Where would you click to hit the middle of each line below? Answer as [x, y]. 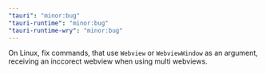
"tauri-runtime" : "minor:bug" [59, 23]
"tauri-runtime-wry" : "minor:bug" [66, 30]
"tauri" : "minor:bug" [44, 16]
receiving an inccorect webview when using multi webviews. [108, 61]
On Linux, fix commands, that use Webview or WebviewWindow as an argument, [133, 53]
